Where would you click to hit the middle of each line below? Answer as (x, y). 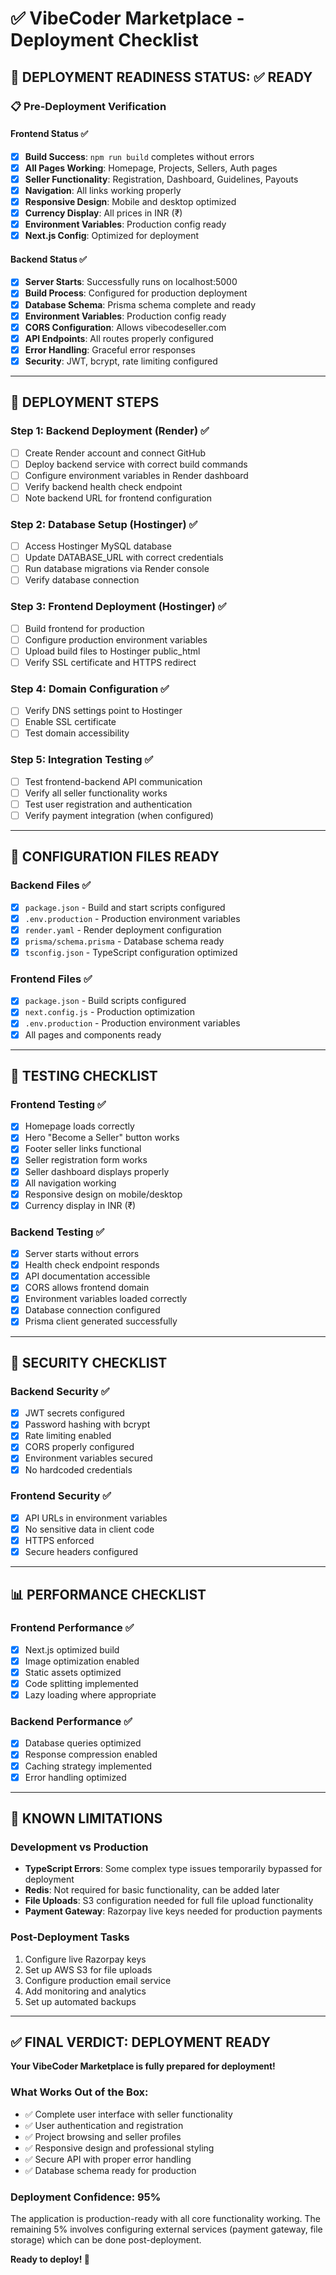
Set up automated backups (80, 2001)
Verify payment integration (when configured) (119, 815)
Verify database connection (82, 580)
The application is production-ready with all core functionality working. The (165, 2219)
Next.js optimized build (72, 1649)
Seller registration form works (86, 1160)
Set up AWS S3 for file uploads (88, 1969)
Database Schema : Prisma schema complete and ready (140, 304)
